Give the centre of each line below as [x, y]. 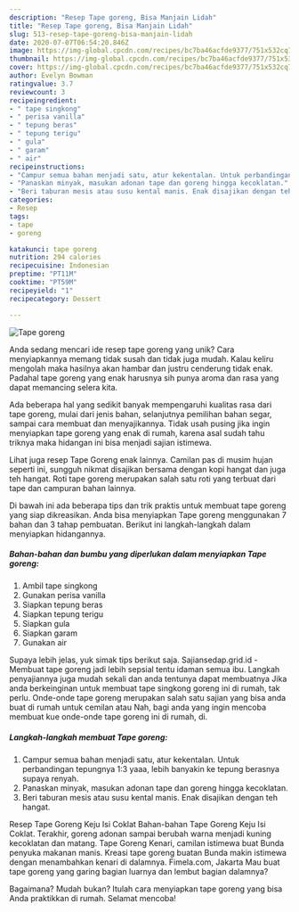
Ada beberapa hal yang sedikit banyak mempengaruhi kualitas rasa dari [141, 404]
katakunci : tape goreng [53, 249]
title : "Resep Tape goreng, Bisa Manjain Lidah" [101, 26]
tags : [19, 216]
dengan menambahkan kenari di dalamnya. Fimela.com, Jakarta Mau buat [145, 862]
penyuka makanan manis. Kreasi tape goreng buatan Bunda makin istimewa [148, 853]
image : [21, 51]
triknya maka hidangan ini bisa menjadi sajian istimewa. [110, 442]
